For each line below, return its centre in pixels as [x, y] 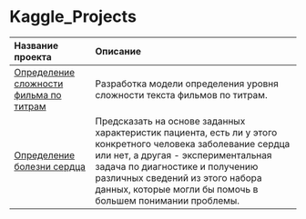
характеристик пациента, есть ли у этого [186, 132]
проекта [33, 56]
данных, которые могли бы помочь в [177, 189]
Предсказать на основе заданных [170, 121]
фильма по [38, 95]
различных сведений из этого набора [178, 177]
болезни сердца [50, 166]
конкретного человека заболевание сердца [193, 144]
